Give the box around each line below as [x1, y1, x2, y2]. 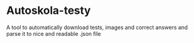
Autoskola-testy [6, 4, 91, 18]
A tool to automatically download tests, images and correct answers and [6, 24, 188, 31]
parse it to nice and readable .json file [6, 30, 101, 37]
